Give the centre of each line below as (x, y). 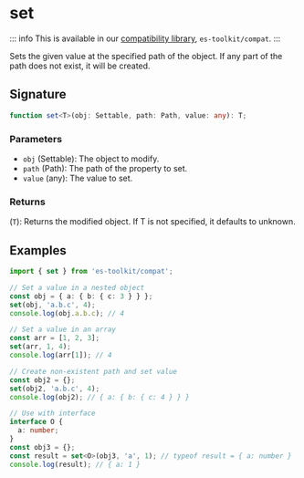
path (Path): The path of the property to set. (105, 168)
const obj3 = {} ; (42, 447)
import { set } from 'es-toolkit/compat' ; (91, 272)
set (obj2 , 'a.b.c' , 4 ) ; (55, 389)
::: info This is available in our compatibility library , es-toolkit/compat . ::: (145, 38)
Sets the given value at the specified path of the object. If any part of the (146, 56)
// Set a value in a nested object (77, 287)
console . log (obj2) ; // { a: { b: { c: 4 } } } (100, 397)
